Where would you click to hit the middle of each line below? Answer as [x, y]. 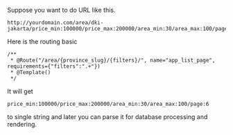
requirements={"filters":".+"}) [54, 66]
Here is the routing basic [42, 42]
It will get [20, 91]
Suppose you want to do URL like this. [61, 10]
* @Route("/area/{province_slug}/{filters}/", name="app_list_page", [113, 60]
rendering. [22, 124]
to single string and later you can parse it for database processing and [107, 117]
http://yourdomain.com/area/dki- [55, 23]
